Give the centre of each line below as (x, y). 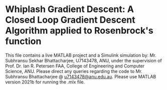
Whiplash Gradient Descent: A (70, 9)
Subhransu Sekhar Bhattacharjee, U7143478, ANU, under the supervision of (83, 60)
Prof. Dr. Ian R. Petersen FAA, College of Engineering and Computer (75, 66)
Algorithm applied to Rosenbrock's (79, 31)
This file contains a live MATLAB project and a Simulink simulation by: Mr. (81, 55)
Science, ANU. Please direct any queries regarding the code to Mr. (74, 71)
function (23, 41)
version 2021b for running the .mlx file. (45, 82)
